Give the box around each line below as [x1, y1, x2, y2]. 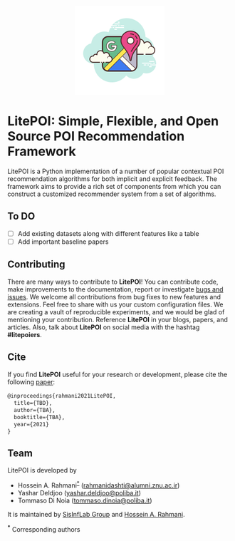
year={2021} [14, 421, 50, 428]
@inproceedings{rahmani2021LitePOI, [7, 392, 116, 399]
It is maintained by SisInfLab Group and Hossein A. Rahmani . [7, 510, 185, 518]
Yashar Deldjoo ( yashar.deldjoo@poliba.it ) [17, 488, 141, 497]
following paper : [7, 377, 56, 386]
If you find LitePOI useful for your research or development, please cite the [7, 370, 228, 378]
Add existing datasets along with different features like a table [17, 229, 199, 237]
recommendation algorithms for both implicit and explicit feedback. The [7, 174, 217, 183]
